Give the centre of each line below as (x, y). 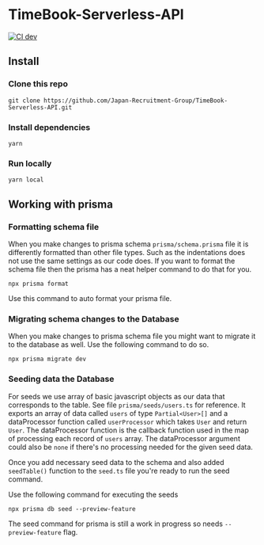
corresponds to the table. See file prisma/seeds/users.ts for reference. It (127, 405)
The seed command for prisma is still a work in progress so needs (116, 524)
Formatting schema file (54, 227)
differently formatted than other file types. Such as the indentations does (127, 252)
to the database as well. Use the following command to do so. (109, 345)
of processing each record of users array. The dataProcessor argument (124, 438)
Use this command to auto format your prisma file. (90, 298)
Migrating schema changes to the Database (94, 318)
